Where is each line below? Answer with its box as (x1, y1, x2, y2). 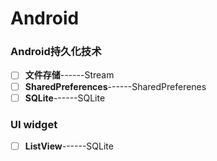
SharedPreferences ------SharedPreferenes (24, 80, 207, 92)
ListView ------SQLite (24, 140, 114, 152)
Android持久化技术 (10, 45, 102, 59)
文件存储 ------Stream (24, 69, 115, 81)
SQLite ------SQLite (24, 92, 106, 104)
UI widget (10, 117, 58, 131)
